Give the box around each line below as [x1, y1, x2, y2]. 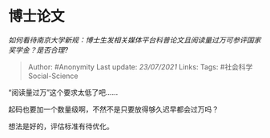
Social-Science [27, 71, 79, 81]
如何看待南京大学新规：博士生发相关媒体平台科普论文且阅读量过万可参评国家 [8, 35, 261, 45]
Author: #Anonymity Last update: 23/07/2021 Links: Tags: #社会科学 [27, 61, 253, 72]
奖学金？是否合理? [8, 45, 69, 54]
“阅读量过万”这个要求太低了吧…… [8, 87, 119, 97]
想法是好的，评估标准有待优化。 [8, 121, 114, 131]
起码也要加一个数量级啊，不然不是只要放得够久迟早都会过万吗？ [8, 104, 219, 114]
